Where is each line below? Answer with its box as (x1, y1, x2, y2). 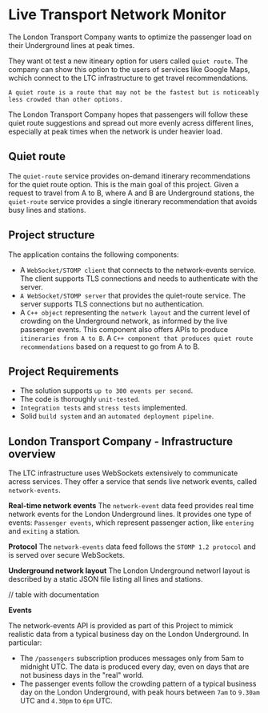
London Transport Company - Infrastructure (8, 435, 234, 448)
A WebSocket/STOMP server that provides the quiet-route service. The (19, 290, 246, 300)
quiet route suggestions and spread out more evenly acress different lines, (8, 118, 254, 127)
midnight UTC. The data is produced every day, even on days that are (19, 662, 250, 671)
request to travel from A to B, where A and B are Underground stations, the (8, 188, 254, 198)
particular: (8, 638, 42, 647)
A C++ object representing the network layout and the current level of (19, 307, 250, 317)
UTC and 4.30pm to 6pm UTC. (19, 696, 114, 706)
